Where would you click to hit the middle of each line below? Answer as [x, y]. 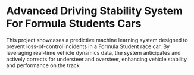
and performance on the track [43, 65]
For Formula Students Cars [74, 24]
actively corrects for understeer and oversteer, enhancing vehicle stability [97, 59]
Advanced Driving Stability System [95, 11]
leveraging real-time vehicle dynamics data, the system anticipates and [93, 52]
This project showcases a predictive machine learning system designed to [97, 40]
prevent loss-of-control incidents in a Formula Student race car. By [88, 46]
